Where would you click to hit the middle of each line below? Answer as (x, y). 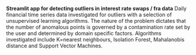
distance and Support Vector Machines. (54, 46)
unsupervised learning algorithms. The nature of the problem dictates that (96, 21)
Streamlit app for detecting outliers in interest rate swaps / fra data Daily (97, 8)
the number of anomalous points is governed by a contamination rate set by (98, 27)
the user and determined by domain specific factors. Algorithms (84, 33)
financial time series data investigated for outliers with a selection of (89, 15)
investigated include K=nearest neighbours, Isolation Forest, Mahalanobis (95, 39)
